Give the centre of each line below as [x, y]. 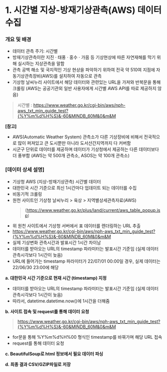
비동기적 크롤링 [27, 194]
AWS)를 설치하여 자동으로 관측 [72, 76]
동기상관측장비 [26, 76]
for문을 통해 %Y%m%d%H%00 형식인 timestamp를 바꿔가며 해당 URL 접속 [87, 337]
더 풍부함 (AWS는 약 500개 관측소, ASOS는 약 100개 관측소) [71, 156]
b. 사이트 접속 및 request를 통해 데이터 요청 [47, 311]
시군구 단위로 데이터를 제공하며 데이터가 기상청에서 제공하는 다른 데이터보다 [86, 149]
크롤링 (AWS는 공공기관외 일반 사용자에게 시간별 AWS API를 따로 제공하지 [84, 89]
